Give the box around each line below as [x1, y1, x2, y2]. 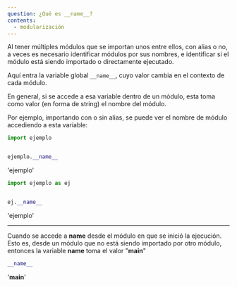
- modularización [13, 23, 65, 30]
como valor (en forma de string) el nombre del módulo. [7, 100, 167, 108]
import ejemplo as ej [7, 180, 71, 187]
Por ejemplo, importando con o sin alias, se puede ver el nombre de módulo [7, 113, 228, 122]
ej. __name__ [7, 198, 42, 205]
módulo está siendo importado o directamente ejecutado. [7, 58, 174, 66]
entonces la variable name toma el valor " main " [7, 246, 147, 255]
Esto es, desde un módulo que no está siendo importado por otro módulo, [7, 238, 222, 247]
